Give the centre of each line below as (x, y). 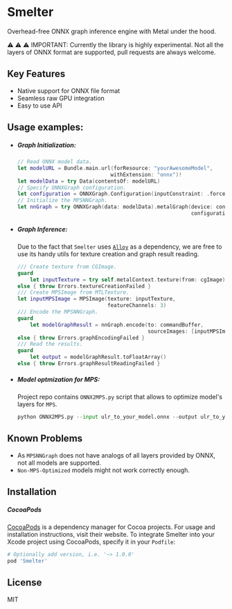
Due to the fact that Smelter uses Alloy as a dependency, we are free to (119, 247)
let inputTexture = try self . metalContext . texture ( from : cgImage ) (128, 280)
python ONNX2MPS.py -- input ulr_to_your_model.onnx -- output (107, 417)
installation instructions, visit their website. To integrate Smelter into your (111, 534)
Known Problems (45, 439)
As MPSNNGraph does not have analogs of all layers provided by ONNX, (116, 455)
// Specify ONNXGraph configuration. (72, 187)
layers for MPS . (37, 404)
